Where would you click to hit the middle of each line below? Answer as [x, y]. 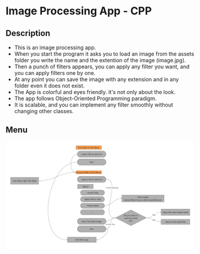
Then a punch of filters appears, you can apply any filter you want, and [102, 66]
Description [28, 33]
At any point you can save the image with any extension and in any [96, 79]
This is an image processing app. [55, 47]
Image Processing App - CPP [79, 11]
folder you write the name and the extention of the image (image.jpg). [100, 60]
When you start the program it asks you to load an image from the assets [104, 54]
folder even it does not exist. [49, 86]
